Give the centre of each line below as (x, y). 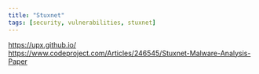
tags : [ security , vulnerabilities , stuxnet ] (82, 23)
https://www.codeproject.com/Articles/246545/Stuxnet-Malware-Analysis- (129, 53)
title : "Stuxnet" (36, 15)
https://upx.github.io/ (42, 44)
